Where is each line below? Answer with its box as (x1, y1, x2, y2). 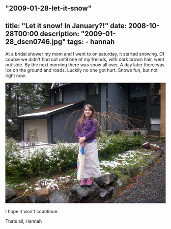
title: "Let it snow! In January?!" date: (5, 21, 127, 30)
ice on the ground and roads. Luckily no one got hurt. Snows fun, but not (5, 67, 158, 73)
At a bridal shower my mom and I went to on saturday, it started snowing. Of (5, 51, 165, 57)
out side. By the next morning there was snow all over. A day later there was (5, 62, 165, 68)
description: (40, 29, 80, 38)
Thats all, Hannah (5, 218, 42, 224)
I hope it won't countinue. (5, 209, 59, 215)
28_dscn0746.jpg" (5, 37, 66, 46)
